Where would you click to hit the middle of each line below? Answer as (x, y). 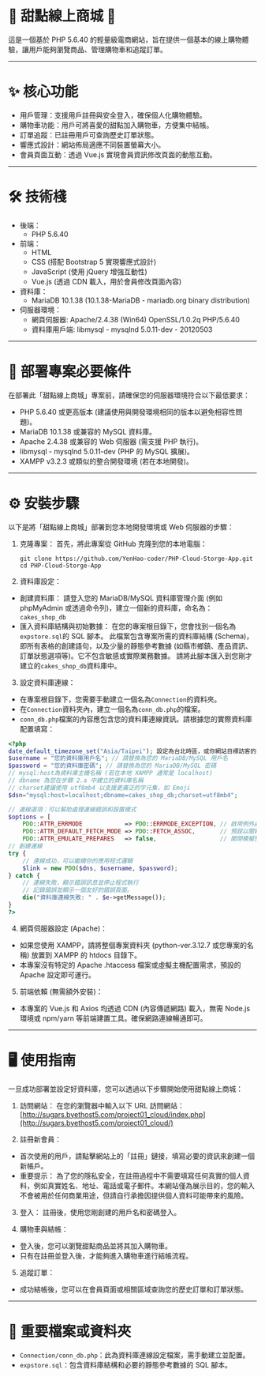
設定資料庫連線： (47, 682)
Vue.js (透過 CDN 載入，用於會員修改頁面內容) (106, 281)
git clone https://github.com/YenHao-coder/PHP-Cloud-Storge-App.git (136, 559)
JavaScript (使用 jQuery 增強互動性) (89, 271)
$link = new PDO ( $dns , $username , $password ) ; (100, 868)
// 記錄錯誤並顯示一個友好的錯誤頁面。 (78, 890)
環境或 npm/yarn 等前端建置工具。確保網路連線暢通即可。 (113, 1018)
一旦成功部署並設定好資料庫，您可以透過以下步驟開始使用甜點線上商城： (125, 1089)
